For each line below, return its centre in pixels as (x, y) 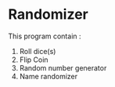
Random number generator (63, 67)
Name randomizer (49, 76)
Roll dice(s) (38, 51)
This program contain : (45, 36)
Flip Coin (34, 60)
